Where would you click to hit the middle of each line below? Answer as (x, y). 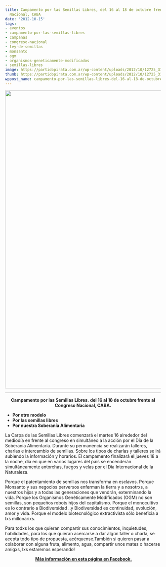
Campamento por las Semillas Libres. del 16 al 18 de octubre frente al (83, 400)
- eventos (15, 28)
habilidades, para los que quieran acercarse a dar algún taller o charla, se (80, 533)
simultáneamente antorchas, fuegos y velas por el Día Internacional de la (79, 467)
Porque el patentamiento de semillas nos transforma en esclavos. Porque (80, 482)
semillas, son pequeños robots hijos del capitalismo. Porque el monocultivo (82, 502)
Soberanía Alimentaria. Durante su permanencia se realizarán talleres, (76, 445)
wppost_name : (19, 79)
